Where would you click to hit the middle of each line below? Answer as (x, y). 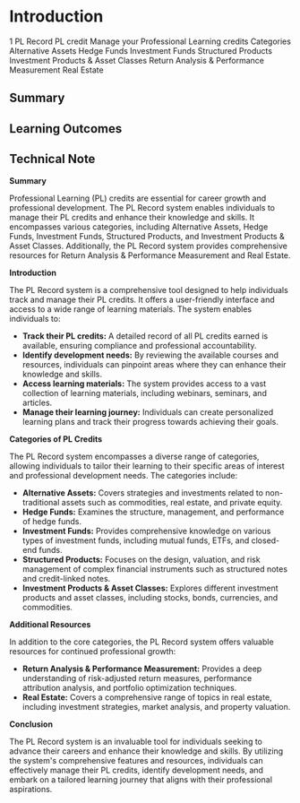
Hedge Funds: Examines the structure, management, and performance (153, 512)
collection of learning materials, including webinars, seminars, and (144, 393)
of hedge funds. (52, 521)
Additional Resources (50, 624)
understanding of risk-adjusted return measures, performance (137, 678)
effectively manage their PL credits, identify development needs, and (137, 770)
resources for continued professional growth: (93, 651)
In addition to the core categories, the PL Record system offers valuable (142, 642)
